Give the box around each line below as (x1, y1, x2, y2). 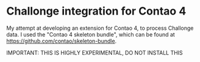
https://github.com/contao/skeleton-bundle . (6, 37, 117, 44)
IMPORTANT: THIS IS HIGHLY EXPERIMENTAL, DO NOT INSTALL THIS (6, 49, 183, 56)
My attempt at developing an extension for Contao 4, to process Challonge (6, 24, 194, 32)
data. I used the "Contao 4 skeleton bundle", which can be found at (6, 30, 175, 38)
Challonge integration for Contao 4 (6, 4, 187, 18)
